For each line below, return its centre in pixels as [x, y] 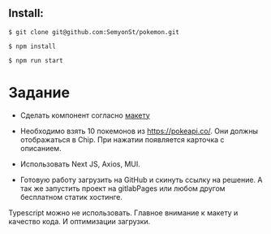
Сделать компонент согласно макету [85, 115]
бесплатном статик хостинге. [71, 197]
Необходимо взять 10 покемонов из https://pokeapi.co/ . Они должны [139, 131]
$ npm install [32, 46]
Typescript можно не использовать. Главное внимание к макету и [123, 212]
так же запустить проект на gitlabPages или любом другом [123, 188]
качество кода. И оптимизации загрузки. [80, 221]
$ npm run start [36, 60]
